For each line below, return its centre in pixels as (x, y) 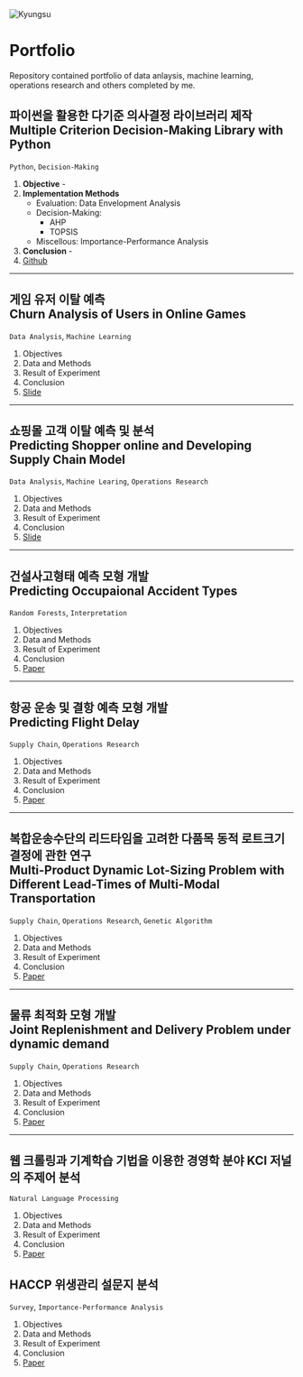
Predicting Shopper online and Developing (131, 445)
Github (35, 260)
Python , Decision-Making (54, 166)
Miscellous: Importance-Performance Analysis (122, 241)
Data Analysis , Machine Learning (70, 336)
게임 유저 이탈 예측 (57, 300)
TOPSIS (64, 231)
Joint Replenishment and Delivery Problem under (150, 1030)
